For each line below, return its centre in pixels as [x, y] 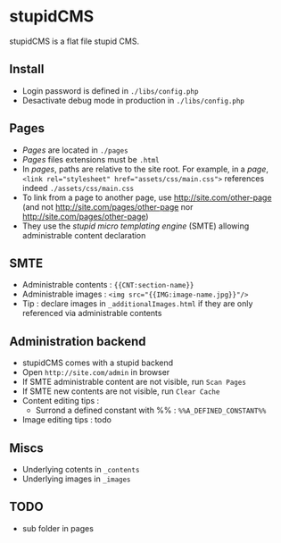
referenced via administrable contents [92, 313]
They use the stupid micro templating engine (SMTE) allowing [136, 226]
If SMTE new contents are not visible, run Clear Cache [121, 391]
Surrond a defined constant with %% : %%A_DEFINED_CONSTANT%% [151, 410]
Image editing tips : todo [66, 420]
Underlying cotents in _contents [81, 469]
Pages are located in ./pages [75, 150]
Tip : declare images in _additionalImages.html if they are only [137, 304]
